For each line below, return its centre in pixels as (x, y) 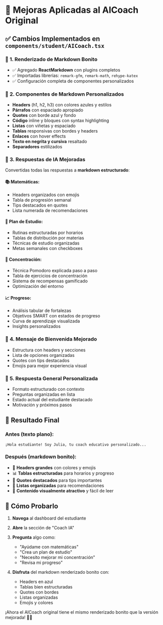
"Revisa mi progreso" (41, 562)
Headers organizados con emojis (46, 195)
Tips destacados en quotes (40, 205)
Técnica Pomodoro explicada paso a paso (55, 271)
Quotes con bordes (39, 592)
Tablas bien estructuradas (46, 587)
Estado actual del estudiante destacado (52, 399)
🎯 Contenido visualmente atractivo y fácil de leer (63, 490)
